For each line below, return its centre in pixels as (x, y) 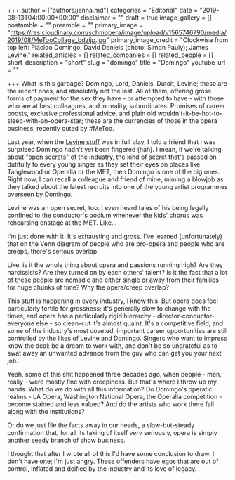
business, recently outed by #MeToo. (61, 128)
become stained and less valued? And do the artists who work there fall (111, 404)
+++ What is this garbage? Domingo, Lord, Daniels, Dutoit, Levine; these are (117, 83)
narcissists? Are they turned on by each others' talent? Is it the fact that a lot (117, 272)
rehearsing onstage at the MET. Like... (62, 223)
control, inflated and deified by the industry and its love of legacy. (102, 469)
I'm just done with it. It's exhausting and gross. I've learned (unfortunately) (115, 236)
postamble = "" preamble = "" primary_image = (75, 25)
